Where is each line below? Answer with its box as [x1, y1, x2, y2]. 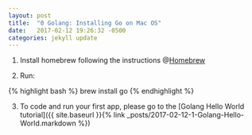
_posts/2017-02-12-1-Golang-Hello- [126, 110, 245, 120]
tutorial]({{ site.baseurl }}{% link [19, 110, 126, 120]
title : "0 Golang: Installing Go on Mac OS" [8, 19, 161, 27]
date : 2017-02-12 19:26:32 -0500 [8, 26, 126, 34]
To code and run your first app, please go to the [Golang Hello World [19, 102, 245, 111]
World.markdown [19, 118, 77, 128]
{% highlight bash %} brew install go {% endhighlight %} [8, 87, 195, 96]
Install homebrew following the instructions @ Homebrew [19, 56, 206, 65]
